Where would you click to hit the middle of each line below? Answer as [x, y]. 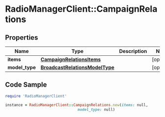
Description [133, 51]
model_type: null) [96, 109]
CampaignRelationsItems [71, 59]
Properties [22, 37]
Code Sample [26, 85]
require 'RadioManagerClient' [36, 96]
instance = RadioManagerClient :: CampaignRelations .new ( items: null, [77, 105]
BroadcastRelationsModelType [77, 67]
